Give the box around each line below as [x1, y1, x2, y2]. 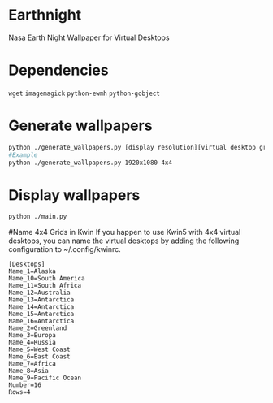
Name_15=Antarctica [8, 310, 75, 318]
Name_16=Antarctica [8, 317, 75, 326]
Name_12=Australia [8, 288, 71, 297]
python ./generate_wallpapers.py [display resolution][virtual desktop [8, 143, 256, 151]
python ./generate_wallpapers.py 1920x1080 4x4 [8, 158, 173, 167]
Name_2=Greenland [8, 324, 67, 332]
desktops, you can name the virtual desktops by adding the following [8, 236, 240, 245]
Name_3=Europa [8, 331, 57, 340]
